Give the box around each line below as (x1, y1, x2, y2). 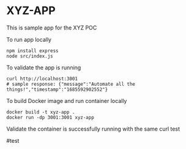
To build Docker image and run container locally (6, 97, 127, 104)
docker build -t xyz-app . (6, 109, 75, 115)
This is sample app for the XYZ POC (6, 24, 97, 31)
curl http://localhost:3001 (6, 75, 78, 82)
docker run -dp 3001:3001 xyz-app (6, 114, 95, 120)
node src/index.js (6, 53, 53, 59)
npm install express (6, 47, 59, 54)
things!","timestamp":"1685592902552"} (6, 86, 108, 93)
